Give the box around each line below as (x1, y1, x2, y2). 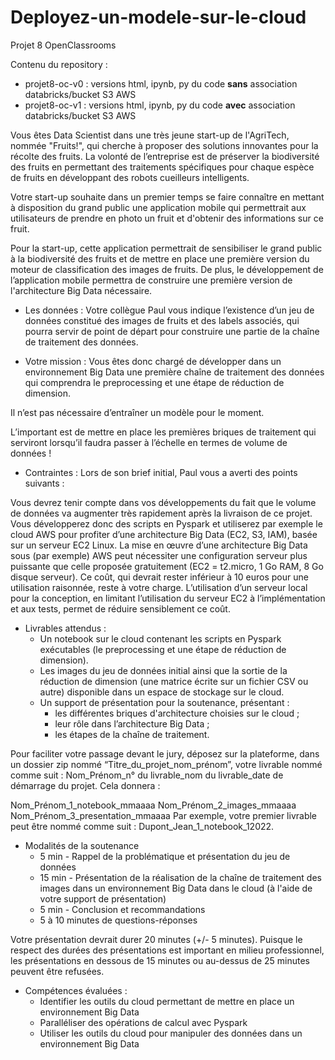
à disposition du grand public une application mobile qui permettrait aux (10, 201, 307, 213)
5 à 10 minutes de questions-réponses (39, 914, 198, 926)
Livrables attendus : (24, 622, 107, 634)
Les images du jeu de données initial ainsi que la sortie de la (39, 664, 288, 676)
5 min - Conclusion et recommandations (39, 903, 206, 915)
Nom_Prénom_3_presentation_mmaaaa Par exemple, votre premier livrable (10, 809, 318, 821)
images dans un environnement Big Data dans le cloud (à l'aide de (39, 882, 313, 894)
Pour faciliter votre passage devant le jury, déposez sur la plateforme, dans (10, 747, 320, 760)
